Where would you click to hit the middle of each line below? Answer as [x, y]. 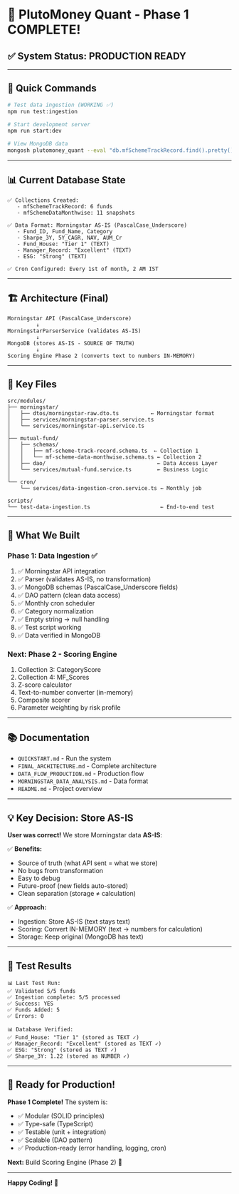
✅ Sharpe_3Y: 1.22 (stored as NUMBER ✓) [69, 1056]
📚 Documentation [49, 738]
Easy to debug [39, 878]
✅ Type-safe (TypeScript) [55, 1123]
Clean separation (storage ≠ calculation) [77, 894]
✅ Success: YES [31, 1004]
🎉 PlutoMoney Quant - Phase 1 [99, 15]
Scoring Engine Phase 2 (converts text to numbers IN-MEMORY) [101, 356]
